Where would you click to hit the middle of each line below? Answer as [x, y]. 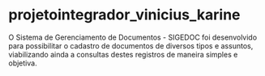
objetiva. [23, 63]
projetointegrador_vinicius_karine [124, 15]
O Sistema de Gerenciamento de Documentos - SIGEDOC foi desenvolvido [133, 37]
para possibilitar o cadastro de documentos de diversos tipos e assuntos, [131, 45]
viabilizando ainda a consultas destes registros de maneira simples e [123, 54]
